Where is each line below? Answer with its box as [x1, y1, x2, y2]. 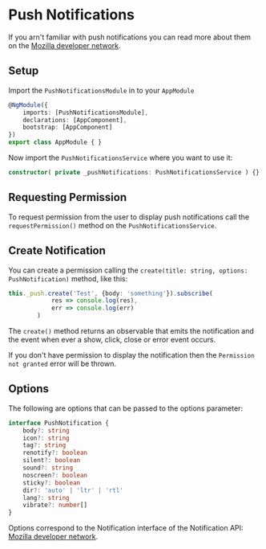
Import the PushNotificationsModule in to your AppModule [8, 85, 195, 95]
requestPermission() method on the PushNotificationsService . [8, 220, 217, 230]
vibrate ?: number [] [22, 501, 88, 510]
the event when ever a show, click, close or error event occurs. [8, 335, 216, 344]
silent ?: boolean [22, 457, 81, 465]
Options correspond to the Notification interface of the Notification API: [8, 523, 244, 533]
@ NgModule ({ [8, 100, 48, 109]
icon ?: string [22, 434, 70, 442]
